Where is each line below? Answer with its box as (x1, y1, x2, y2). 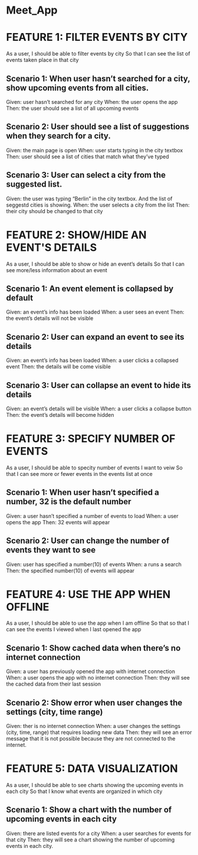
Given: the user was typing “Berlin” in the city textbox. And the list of (6, 195, 173, 202)
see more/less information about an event (6, 266, 108, 273)
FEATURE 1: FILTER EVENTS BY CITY (6, 31, 188, 44)
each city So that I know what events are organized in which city (6, 788, 163, 795)
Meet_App (6, 4, 58, 17)
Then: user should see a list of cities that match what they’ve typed (6, 153, 169, 160)
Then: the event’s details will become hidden (6, 411, 114, 418)
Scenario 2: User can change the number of (6, 536, 170, 546)
